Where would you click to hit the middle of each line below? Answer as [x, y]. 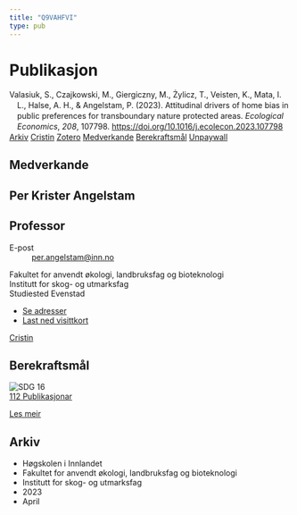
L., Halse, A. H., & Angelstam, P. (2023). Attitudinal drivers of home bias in [153, 106]
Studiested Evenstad [47, 293]
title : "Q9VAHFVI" [43, 17]
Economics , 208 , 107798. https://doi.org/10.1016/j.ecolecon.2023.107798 [150, 127]
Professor [37, 226]
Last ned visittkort [55, 320]
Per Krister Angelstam [72, 195]
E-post [21, 248]
